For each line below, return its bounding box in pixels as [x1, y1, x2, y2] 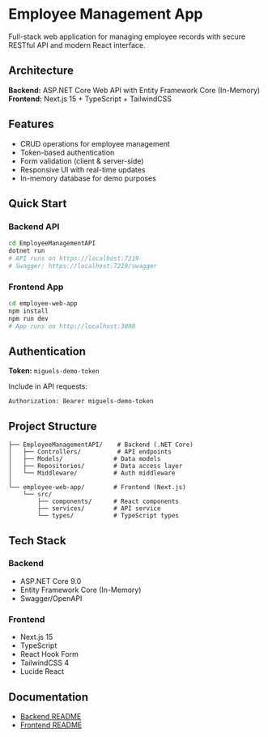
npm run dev [8, 314, 49, 322]
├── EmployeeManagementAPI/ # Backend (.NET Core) [8, 441, 194, 449]
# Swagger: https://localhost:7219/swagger [8, 262, 158, 270]
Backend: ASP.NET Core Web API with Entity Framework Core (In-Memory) [8, 85, 261, 95]
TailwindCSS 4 [19, 658, 70, 668]
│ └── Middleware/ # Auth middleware [8, 469, 176, 478]
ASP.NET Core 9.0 [19, 576, 82, 586]
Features [8, 117, 54, 131]
